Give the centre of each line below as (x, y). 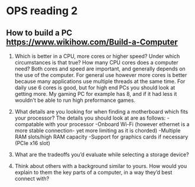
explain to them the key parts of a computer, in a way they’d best (93, 172)
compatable (29, 124)
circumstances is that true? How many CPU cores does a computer (96, 62)
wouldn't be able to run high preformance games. (75, 100)
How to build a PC (39, 33)
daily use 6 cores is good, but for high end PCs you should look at (95, 88)
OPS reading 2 (42, 11)
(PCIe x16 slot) (32, 143)
